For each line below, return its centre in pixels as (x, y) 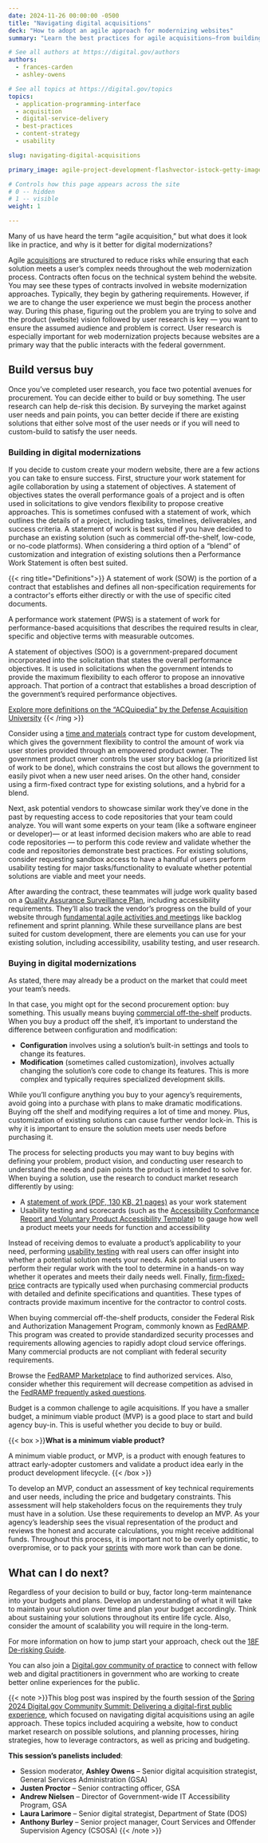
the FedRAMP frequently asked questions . (77, 1393)
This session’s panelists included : (66, 1756)
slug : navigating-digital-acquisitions (75, 155)
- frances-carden (44, 67)
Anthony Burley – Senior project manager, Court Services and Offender (138, 1822)
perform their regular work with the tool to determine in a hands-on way (126, 1268)
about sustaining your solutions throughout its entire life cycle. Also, (120, 1618)
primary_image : (33, 170)
